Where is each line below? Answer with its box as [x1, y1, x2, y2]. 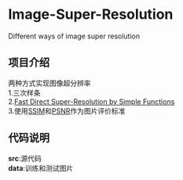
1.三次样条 [8, 88, 41, 97]
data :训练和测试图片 [8, 163, 74, 173]
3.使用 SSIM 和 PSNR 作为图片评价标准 [8, 106, 126, 115]
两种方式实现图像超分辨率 [8, 78, 91, 88]
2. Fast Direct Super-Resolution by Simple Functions [8, 96, 175, 106]
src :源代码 [8, 153, 42, 163]
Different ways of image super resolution [8, 31, 140, 41]
